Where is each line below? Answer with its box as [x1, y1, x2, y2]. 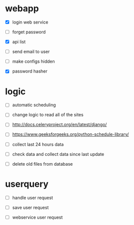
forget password [12, 29, 46, 35]
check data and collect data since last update [12, 151, 105, 157]
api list [12, 39, 26, 45]
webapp [5, 3, 39, 14]
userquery [5, 178, 49, 189]
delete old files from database [12, 161, 73, 167]
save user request [12, 204, 49, 210]
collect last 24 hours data [12, 141, 64, 147]
